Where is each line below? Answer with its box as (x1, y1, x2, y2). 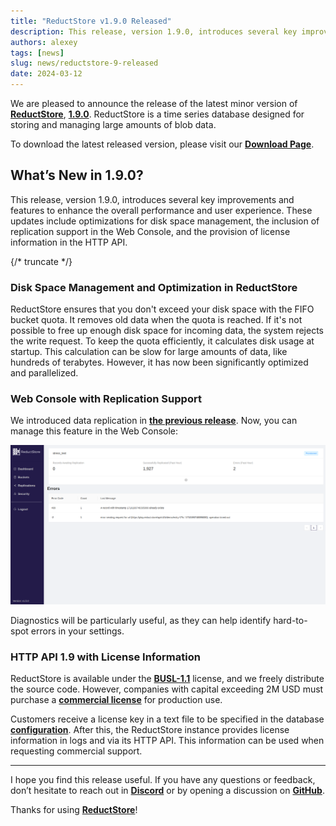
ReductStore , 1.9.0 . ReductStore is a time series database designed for (10, 108, 305, 120)
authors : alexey (10, 37, 78, 47)
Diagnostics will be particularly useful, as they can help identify (10, 614, 272, 626)
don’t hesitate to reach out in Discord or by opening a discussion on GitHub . (10, 785, 325, 797)
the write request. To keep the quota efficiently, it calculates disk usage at (10, 335, 315, 347)
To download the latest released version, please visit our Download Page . (10, 138, 315, 150)
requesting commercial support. (10, 745, 143, 757)
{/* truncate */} (10, 255, 73, 267)
